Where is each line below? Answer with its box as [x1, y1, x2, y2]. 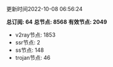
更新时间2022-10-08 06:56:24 [6, 5, 83, 12]
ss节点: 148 [15, 46, 44, 54]
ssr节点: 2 [15, 39, 41, 46]
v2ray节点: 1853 [15, 31, 56, 38]
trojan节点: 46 [15, 54, 51, 61]
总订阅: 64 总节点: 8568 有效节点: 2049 [6, 18, 108, 26]
